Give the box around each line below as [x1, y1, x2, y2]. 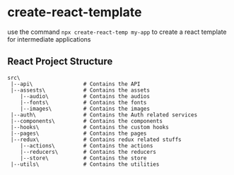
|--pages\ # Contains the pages [10, 130, 147, 137]
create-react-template [7, 4, 142, 20]
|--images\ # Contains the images [20, 105, 151, 112]
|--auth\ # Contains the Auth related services [10, 111, 198, 119]
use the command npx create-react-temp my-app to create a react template [7, 28, 228, 36]
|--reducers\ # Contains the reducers [20, 148, 157, 155]
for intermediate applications [7, 35, 91, 43]
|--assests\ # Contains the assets [10, 86, 151, 94]
